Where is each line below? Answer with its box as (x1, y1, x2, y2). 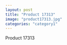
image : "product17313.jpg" (5, 16, 62, 21)
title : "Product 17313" (5, 12, 56, 17)
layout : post (5, 7, 33, 12)
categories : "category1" (5, 21, 58, 26)
